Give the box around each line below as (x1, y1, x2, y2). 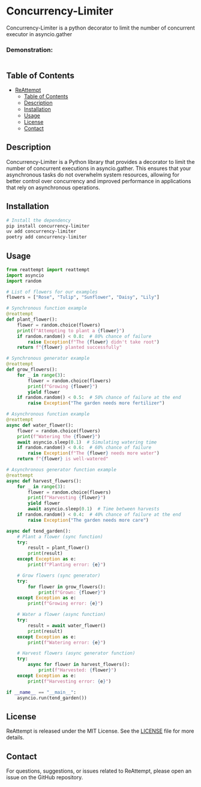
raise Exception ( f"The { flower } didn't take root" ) (28, 339, 160, 345)
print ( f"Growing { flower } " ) (28, 383, 98, 389)
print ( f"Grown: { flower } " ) (38, 589, 106, 595)
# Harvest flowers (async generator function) (17, 650, 136, 656)
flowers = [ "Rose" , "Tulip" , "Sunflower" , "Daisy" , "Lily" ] (6, 294, 160, 301)
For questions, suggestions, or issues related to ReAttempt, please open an (6, 767, 192, 775)
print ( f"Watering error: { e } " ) (28, 639, 106, 645)
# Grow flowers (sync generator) (17, 572, 101, 578)
